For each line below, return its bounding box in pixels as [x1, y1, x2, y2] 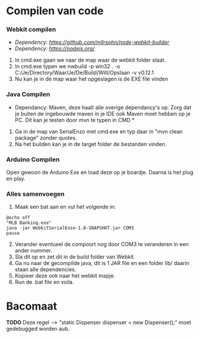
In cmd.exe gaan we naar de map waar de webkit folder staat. [14, 56, 166, 63]
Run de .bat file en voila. [14, 279, 74, 286]
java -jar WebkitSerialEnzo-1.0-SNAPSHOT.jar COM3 [6, 225, 134, 231]
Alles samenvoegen [6, 190, 65, 198]
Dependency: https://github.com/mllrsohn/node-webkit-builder [14, 39, 170, 46]
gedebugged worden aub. [6, 325, 70, 333]
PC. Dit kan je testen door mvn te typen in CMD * [14, 116, 135, 123]
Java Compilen [6, 90, 50, 98]
